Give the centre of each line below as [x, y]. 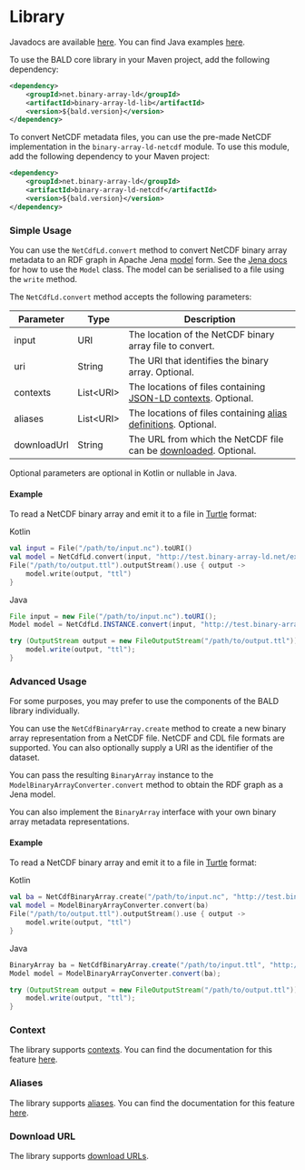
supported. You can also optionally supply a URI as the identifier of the [142, 748]
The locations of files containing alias [208, 413]
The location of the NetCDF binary [202, 334]
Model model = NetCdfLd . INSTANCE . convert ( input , [103, 625]
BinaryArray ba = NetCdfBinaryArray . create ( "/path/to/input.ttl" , [138, 965]
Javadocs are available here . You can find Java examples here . [127, 42]
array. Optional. [161, 372]
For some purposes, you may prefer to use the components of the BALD [144, 701]
